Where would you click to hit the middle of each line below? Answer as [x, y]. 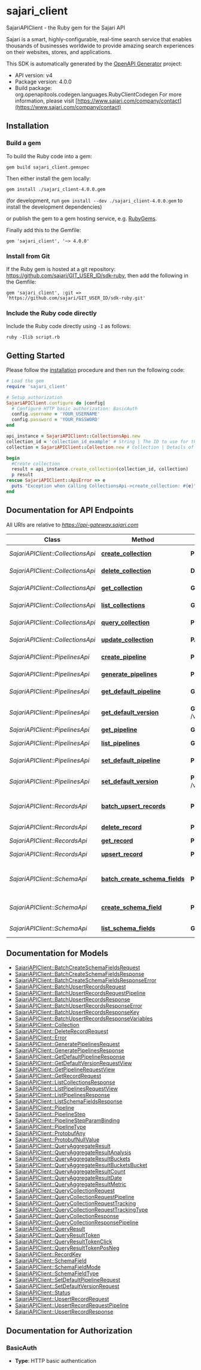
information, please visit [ [46, 101]
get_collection [122, 588]
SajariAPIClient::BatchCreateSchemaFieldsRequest [77, 968]
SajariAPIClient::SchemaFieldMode [58, 1267]
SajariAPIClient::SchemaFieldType [57, 1273]
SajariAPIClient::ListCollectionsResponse [65, 1082]
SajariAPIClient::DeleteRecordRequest [62, 1031]
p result [22, 475]
